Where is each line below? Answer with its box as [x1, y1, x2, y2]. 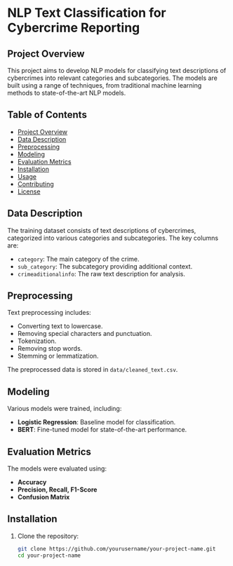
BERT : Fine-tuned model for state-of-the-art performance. [17, 426, 187, 434]
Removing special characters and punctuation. [17, 330, 152, 338]
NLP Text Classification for [7, 5, 166, 21]
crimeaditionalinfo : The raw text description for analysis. [17, 269, 186, 278]
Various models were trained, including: [7, 405, 122, 413]
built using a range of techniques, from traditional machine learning [7, 81, 202, 89]
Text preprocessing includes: [7, 309, 91, 317]
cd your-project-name [17, 552, 81, 559]
